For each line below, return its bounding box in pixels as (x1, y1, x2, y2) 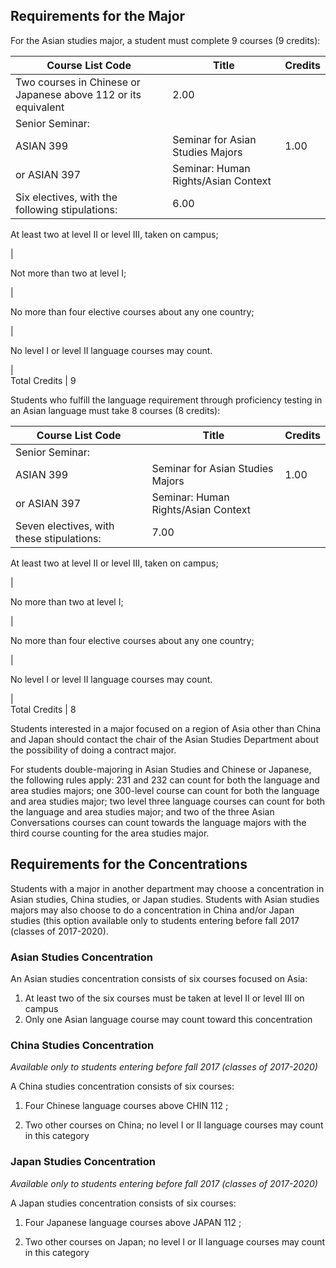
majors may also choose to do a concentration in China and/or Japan (10, 904, 295, 916)
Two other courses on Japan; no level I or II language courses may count (24, 1235, 326, 1248)
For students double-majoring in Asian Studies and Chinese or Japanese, (10, 763, 312, 775)
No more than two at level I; (10, 595, 124, 608)
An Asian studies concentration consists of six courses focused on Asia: (10, 972, 308, 984)
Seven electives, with (15, 519, 115, 533)
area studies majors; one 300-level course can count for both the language (10, 784, 320, 796)
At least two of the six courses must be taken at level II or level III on (24, 992, 305, 1004)
